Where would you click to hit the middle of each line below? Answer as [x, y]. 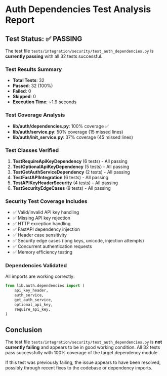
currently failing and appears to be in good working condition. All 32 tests [83, 347]
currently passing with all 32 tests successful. [54, 56]
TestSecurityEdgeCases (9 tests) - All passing [62, 188]
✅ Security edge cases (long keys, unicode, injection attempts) [78, 241]
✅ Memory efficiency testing [42, 252]
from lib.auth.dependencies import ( [45, 286]
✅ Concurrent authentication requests [52, 246]
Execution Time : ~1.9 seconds [45, 102]
